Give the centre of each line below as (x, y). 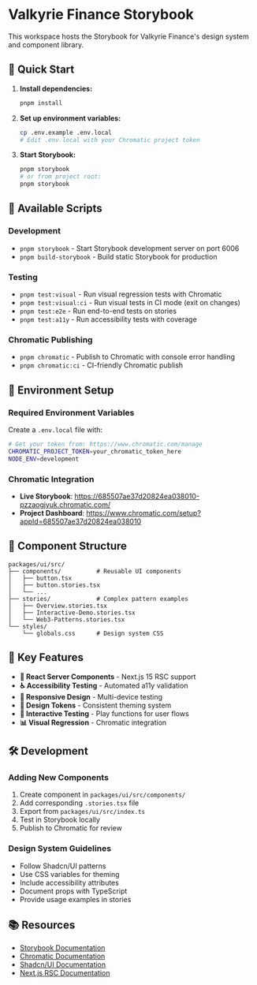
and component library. (46, 44)
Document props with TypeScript (73, 891)
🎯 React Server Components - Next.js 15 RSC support (108, 677)
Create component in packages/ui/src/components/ (102, 795)
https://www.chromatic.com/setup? (143, 513)
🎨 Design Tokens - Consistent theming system (95, 705)
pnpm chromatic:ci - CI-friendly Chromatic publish (101, 365)
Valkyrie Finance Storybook (101, 15)
